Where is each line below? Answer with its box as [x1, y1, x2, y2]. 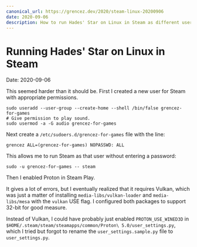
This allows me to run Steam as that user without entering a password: [6, 153, 176, 160]
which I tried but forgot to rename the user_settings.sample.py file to [6, 228, 174, 235]
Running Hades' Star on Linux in [6, 44, 165, 58]
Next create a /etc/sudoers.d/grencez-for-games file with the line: [6, 131, 165, 138]
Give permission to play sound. [11, 115, 91, 122]
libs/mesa [6, 199, 30, 205]
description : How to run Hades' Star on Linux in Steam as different [6, 19, 180, 25]
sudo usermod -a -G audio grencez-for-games [6, 121, 117, 126]
